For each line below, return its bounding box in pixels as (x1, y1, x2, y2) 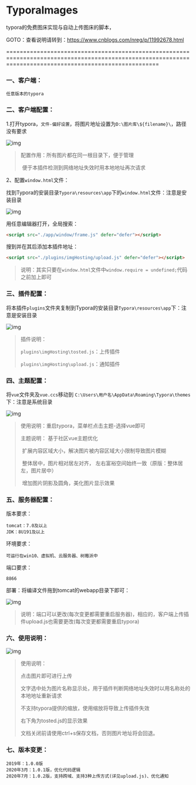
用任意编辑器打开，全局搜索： (6, 220, 78, 227)
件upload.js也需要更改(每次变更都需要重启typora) (20, 618, 140, 625)
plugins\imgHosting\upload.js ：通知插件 (20, 360, 120, 367)
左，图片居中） (20, 467, 57, 474)
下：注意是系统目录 (6, 398, 53, 405)
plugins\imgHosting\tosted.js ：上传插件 (20, 348, 120, 355)
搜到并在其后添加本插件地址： (6, 243, 78, 250)
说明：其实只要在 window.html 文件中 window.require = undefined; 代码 (20, 266, 188, 273)
